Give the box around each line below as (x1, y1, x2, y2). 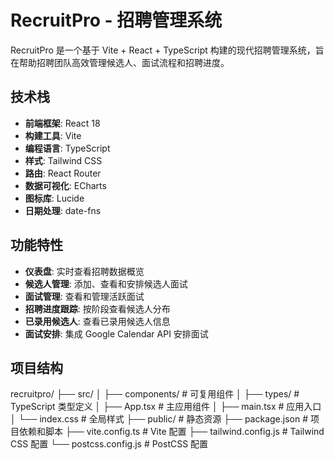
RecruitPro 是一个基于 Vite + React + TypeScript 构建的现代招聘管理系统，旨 (10, 44, 325, 56)
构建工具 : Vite (24, 129, 82, 141)
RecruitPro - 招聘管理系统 (10, 9, 223, 32)
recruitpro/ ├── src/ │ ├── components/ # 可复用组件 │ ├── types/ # (10, 388, 300, 400)
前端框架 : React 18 (24, 117, 101, 129)
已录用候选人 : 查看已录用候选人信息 (24, 315, 171, 327)
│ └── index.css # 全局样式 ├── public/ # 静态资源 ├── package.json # (10, 413, 309, 425)
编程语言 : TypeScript (24, 142, 111, 154)
